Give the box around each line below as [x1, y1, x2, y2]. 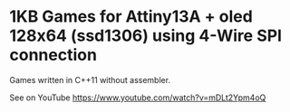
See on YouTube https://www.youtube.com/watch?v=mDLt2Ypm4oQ [9, 92, 266, 103]
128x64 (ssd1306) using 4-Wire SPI [9, 25, 283, 46]
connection [9, 45, 98, 65]
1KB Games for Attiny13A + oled [9, 6, 254, 27]
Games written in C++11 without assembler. [9, 74, 170, 85]
